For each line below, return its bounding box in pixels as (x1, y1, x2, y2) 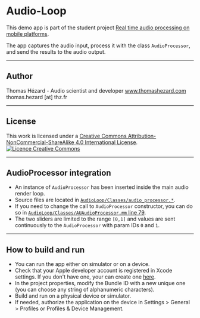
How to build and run (6, 244, 85, 255)
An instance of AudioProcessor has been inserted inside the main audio (14, 184, 189, 191)
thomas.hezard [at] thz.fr (6, 93, 67, 100)
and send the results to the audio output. (6, 48, 106, 55)
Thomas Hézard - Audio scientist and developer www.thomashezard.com (6, 87, 186, 94)
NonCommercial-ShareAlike (6, 139, 74, 146)
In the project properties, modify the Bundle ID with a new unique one (14, 280, 186, 287)
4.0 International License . (75, 139, 138, 146)
